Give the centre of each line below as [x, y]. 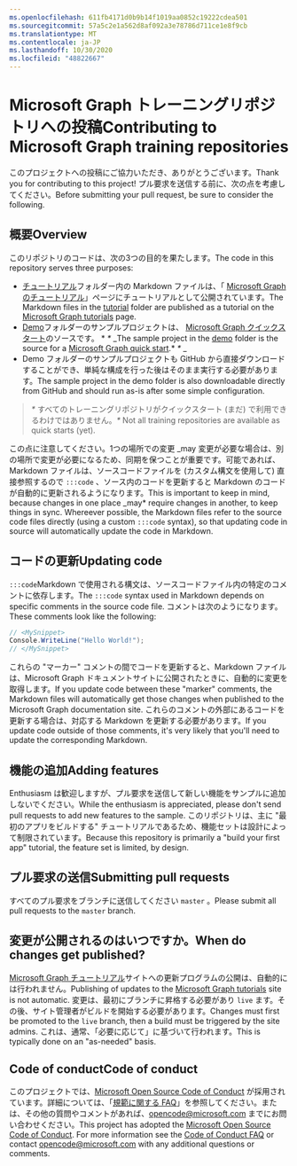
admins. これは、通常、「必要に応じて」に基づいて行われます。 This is [135, 1031]
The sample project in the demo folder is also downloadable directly [161, 380]
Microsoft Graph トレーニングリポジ [142, 105]
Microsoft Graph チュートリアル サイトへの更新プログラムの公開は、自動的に [148, 977]
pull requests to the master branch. [72, 911]
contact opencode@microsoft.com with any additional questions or [132, 1144]
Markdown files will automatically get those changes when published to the [147, 699]
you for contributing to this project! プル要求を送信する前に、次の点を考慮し [148, 184]
